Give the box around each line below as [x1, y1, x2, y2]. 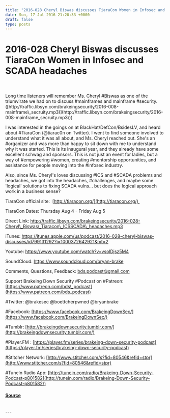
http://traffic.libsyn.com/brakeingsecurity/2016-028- [30, 218, 140, 224]
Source [5, 392, 21, 398]
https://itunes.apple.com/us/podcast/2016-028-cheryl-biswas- [21, 233, 154, 239]
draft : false [5, 17, 33, 22]
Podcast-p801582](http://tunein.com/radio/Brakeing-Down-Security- [5, 375, 150, 381]
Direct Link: [5, 218, 30, 224]
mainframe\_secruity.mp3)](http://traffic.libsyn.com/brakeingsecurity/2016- [5, 109, 163, 115]
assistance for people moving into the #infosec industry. [5, 162, 124, 169]
